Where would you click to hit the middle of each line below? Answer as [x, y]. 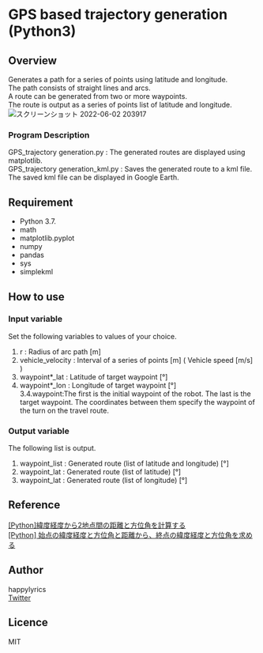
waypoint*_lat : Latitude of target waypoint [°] [94, 376]
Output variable [39, 431]
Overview [33, 60]
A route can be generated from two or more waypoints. [98, 96]
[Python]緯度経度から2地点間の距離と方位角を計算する [97, 525]
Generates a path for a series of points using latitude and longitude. [118, 79]
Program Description [49, 134]
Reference [34, 505]
